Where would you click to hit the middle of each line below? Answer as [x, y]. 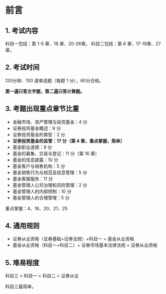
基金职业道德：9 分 [32, 147]
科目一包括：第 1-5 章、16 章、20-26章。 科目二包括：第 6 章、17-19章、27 [83, 44]
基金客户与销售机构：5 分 [39, 166]
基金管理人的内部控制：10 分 [42, 191]
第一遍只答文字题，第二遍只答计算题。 [45, 91]
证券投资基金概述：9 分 [37, 128]
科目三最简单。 [21, 286]
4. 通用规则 [22, 226]
